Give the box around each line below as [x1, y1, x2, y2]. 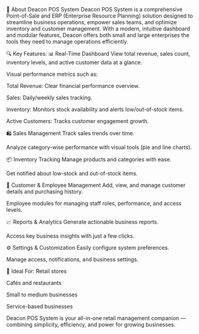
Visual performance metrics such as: [6, 70, 98, 78]
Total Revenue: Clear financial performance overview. [6, 82, 140, 89]
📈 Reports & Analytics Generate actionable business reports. [6, 218, 159, 225]
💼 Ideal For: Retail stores [6, 267, 67, 275]
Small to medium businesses [6, 291, 77, 298]
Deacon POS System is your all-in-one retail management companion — [6, 315, 186, 321]
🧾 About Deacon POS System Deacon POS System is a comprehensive [6, 6, 183, 13]
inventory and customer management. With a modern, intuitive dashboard [6, 25, 191, 32]
